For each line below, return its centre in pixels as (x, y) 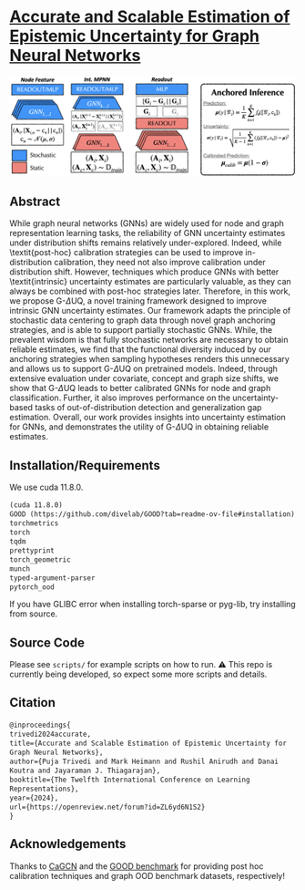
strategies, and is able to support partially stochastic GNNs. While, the (141, 330)
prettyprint (32, 551)
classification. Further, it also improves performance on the (120, 398)
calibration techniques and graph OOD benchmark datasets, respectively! (147, 875)
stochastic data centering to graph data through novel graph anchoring (142, 320)
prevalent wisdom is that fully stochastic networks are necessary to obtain (149, 340)
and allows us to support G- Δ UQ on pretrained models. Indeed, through (143, 369)
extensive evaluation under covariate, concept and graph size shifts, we (144, 378)
